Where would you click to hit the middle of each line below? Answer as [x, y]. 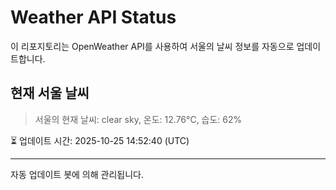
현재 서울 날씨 [50, 93]
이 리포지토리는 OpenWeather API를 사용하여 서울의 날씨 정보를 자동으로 [152, 46]
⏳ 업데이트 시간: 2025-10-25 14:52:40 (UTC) [100, 140]
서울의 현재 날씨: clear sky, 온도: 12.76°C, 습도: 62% [138, 119]
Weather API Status [93, 17]
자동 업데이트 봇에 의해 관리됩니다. [77, 174]
